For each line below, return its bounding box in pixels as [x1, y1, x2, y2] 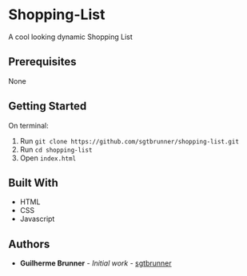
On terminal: [8, 120, 50, 130]
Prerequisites [8, 55, 77, 69]
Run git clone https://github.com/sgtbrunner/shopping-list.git [19, 136, 240, 145]
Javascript [19, 214, 55, 224]
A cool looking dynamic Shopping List [8, 32, 133, 41]
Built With [8, 175, 58, 189]
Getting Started [8, 100, 87, 113]
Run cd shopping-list [19, 144, 93, 154]
